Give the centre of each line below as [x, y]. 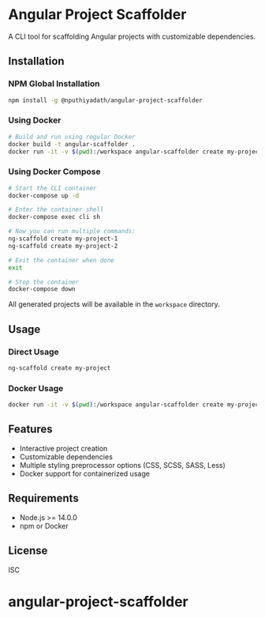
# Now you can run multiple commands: [72, 232]
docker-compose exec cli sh [54, 217]
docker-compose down [42, 289]
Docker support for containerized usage [84, 473]
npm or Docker [44, 526]
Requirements [43, 498]
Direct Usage [34, 352]
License [28, 551]
